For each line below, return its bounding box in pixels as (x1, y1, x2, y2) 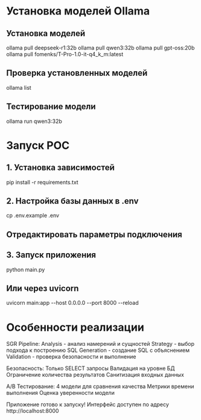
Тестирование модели (6, 101, 96, 112)
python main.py (6, 266, 45, 273)
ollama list (6, 84, 31, 91)
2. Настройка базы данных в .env (6, 196, 139, 206)
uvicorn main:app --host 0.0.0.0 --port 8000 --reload (6, 299, 139, 307)
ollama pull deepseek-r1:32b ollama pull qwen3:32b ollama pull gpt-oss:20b (6, 44, 195, 51)
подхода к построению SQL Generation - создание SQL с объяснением (6, 346, 190, 354)
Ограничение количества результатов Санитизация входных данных (6, 371, 184, 378)
